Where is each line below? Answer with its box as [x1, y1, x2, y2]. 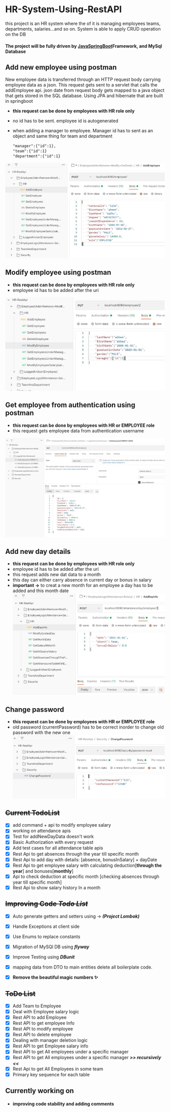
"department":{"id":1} [12, 154, 61, 159]
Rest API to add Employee [12, 1014, 67, 1020]
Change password [5, 705, 64, 714]
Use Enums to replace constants [12, 933, 80, 940]
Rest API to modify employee [12, 1026, 73, 1032]
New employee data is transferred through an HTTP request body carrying [5, 76, 161, 82]
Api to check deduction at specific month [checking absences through [12, 873, 159, 880]
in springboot [5, 98, 33, 104]
